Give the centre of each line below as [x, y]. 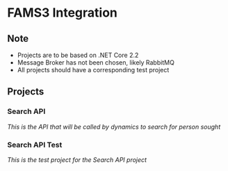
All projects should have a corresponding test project [93, 70]
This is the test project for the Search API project [77, 160]
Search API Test [35, 145]
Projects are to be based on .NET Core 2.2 [78, 55]
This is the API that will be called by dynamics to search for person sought [114, 127]
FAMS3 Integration [63, 13]
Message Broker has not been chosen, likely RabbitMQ [96, 63]
